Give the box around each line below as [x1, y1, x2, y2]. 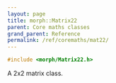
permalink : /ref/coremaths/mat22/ [7, 37, 110, 44]
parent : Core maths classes [7, 23, 91, 31]
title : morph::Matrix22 [7, 17, 78, 24]
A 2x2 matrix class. [7, 69, 64, 77]
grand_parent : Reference [7, 30, 81, 38]
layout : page [7, 10, 46, 18]
